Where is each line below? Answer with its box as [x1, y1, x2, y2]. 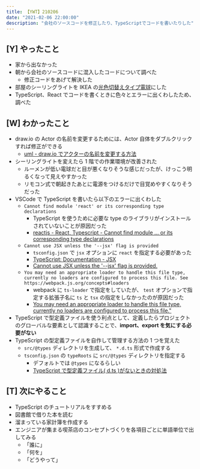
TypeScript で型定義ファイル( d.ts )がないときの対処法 [32, 367, 167, 374]
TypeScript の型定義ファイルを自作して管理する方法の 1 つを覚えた [14, 337, 180, 344]
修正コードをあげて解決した [23, 76, 93, 83]
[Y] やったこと [6, 43, 60, 54]
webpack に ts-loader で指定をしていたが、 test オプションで [32, 286, 187, 293]
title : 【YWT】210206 [6, 8, 59, 15]
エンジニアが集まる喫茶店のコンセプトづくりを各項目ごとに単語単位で [14, 426, 189, 433]
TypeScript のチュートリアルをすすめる [14, 403, 112, 411]
